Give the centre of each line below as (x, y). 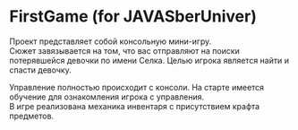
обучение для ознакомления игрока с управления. (107, 97)
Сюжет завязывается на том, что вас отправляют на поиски (124, 50)
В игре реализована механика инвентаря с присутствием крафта (135, 106)
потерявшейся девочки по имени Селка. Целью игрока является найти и (149, 60)
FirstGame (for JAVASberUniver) (133, 17)
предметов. (32, 116)
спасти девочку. (40, 70)
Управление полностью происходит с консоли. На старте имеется (137, 87)
